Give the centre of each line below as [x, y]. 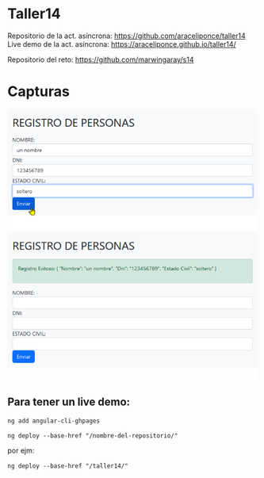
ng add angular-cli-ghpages [54, 421]
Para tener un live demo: [69, 402]
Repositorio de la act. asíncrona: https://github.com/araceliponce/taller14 [127, 36]
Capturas [39, 92]
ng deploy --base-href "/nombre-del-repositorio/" [93, 436]
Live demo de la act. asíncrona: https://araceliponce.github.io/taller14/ [122, 44]
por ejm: [21, 451]
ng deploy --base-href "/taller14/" [68, 466]
